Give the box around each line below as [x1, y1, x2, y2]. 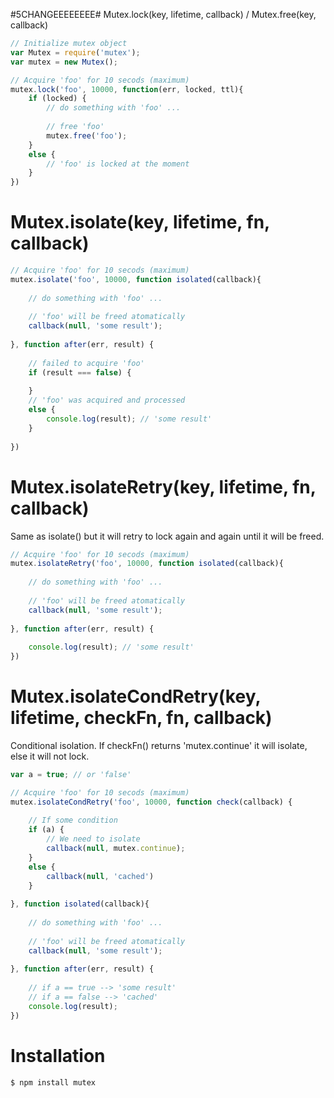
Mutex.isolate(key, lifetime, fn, [10, 211, 270, 234]
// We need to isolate [46, 834, 141, 844]
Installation [10, 1044, 106, 1067]
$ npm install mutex [10, 1077, 97, 1088]
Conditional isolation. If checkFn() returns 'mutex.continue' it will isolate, [10, 739, 308, 751]
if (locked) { [28, 94, 87, 104]
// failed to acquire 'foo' [28, 358, 145, 368]
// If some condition [28, 815, 118, 826]
